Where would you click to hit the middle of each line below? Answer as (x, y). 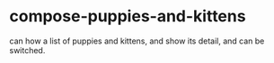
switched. (27, 50)
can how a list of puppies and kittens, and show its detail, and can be (137, 41)
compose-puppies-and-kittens (128, 16)
